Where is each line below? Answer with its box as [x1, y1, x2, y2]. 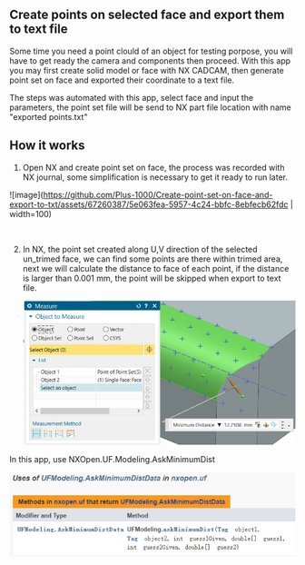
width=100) [9, 208, 53, 219]
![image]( [9, 189, 44, 200]
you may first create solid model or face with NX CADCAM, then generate [9, 64, 284, 75]
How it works [9, 138, 85, 154]
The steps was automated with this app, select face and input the [9, 92, 254, 103]
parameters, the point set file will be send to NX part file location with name [9, 102, 292, 113]
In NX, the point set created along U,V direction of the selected [22, 243, 258, 254]
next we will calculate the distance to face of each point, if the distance [22, 263, 290, 273]
